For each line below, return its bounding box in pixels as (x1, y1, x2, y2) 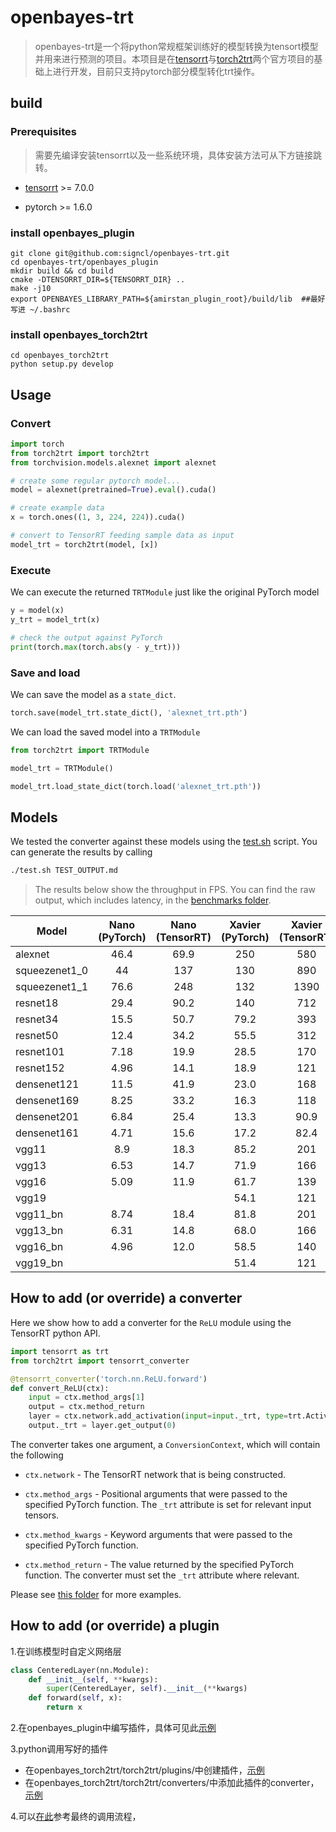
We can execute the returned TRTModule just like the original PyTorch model (10, 586, 320, 598)
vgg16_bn (15, 1240, 64, 1254)
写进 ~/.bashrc (10, 304, 71, 315)
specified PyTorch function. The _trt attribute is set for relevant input (24, 1498, 312, 1510)
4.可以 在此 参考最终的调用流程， (10, 1811, 142, 1823)
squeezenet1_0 (15, 964, 89, 978)
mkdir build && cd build (10, 266, 114, 276)
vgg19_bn (15, 1256, 64, 1270)
